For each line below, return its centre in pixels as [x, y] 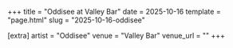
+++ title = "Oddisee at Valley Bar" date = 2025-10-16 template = [114, 12]
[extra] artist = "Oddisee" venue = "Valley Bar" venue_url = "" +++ [116, 36]
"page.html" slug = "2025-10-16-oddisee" [76, 20]
